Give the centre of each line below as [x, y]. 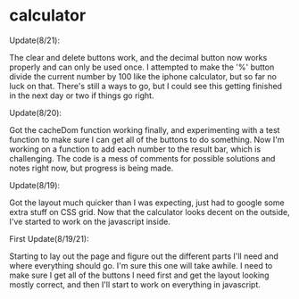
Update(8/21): [35, 40]
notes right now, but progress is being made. [91, 168]
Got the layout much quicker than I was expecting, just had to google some [147, 203]
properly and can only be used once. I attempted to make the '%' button [142, 67]
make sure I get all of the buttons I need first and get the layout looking [139, 275]
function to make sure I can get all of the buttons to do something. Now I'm [147, 139]
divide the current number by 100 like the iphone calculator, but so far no [143, 76]
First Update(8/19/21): [49, 238]
